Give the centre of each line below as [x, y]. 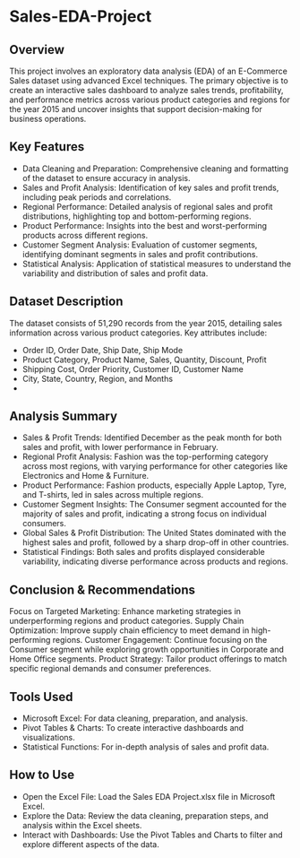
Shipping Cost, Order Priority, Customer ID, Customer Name [133, 368]
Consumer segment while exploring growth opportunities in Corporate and [147, 650]
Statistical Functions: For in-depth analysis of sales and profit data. [146, 747]
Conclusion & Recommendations [102, 589]
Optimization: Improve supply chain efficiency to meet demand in [129, 630]
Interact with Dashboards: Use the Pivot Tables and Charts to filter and [153, 835]
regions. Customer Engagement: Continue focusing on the [160, 640]
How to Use [42, 775]
